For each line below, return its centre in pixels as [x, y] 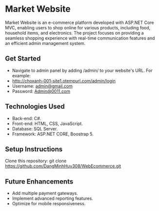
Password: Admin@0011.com [41, 91]
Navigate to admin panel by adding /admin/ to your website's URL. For [82, 70]
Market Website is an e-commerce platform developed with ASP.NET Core [79, 22]
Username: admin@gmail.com [42, 86]
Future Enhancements [39, 181]
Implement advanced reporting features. [53, 198]
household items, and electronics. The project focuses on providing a [75, 33]
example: [21, 75]
